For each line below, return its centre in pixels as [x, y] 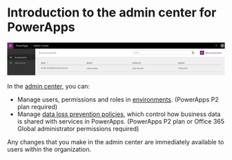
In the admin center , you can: [49, 86]
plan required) [37, 106]
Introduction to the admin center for [112, 13]
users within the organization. [49, 149]
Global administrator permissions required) [78, 128]
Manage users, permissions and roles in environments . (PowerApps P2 [118, 99]
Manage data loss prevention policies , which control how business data [119, 114]
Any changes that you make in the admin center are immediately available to [116, 141]
